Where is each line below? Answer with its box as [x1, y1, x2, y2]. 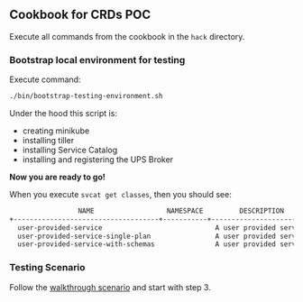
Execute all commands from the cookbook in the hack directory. [9, 31, 245, 41]
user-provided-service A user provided [17, 223, 277, 233]
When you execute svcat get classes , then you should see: [9, 188, 232, 199]
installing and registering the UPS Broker [22, 153, 174, 165]
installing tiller [22, 134, 75, 145]
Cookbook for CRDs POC [9, 7, 151, 23]
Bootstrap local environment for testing [9, 53, 186, 66]
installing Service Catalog [22, 144, 118, 155]
